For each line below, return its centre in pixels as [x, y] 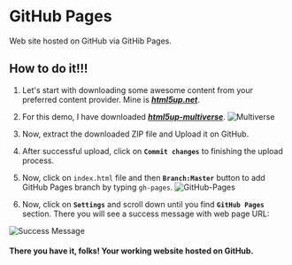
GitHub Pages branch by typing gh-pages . [97, 187]
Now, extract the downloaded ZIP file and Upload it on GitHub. [135, 134]
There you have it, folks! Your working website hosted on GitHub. [131, 251]
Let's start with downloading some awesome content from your [138, 90]
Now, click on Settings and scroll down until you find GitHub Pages [143, 204]
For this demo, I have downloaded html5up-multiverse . [123, 116]
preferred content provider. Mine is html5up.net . [111, 99]
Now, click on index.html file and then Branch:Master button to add [143, 177]
